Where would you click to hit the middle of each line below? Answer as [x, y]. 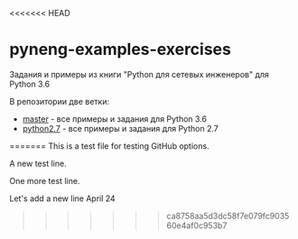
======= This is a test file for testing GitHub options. [109, 146]
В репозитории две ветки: [60, 101]
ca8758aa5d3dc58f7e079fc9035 [228, 216]
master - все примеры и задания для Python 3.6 [115, 119]
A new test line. [38, 163]
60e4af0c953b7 [197, 225]
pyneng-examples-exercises [121, 50]
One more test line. [45, 180]
